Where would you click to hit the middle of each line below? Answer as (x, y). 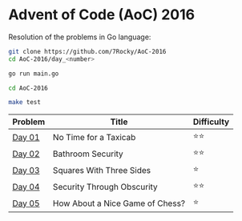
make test (25, 102)
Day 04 (26, 187)
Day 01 (26, 137)
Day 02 (26, 154)
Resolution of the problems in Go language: (80, 37)
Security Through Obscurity (105, 187)
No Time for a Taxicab (94, 137)
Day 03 (26, 170)
